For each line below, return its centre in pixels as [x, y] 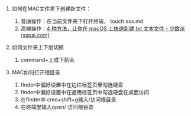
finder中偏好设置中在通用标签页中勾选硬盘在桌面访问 [85, 92]
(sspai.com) [35, 35]
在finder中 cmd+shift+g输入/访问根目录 [68, 100]
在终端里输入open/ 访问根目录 [57, 107]
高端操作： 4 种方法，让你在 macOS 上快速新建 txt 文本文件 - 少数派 [103, 29]
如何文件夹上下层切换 [38, 47]
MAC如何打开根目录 [36, 72]
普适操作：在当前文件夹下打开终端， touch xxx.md [82, 21]
